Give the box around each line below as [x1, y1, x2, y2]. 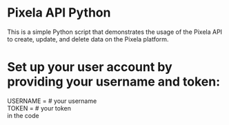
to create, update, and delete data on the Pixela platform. [7, 35, 169, 43]
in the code [7, 111, 39, 119]
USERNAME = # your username [7, 97, 97, 105]
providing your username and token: [7, 74, 221, 90]
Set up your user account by [7, 59, 172, 75]
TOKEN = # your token [7, 104, 71, 112]
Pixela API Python [7, 5, 111, 21]
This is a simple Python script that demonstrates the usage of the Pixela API [7, 28, 223, 36]
